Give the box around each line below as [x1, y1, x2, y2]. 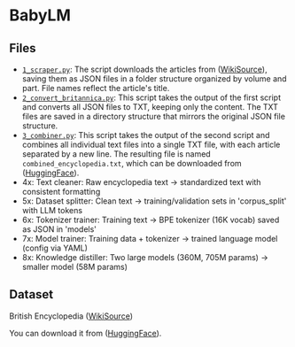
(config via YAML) [21, 243, 89, 253]
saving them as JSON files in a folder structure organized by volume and [21, 73, 287, 84]
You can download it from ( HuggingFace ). [9, 328, 162, 338]
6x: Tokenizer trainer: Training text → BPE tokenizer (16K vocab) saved [21, 214, 280, 225]
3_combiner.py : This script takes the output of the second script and [21, 130, 270, 140]
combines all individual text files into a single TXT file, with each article [21, 139, 281, 150]
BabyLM [9, 5, 71, 26]
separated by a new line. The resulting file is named [21, 149, 211, 159]
